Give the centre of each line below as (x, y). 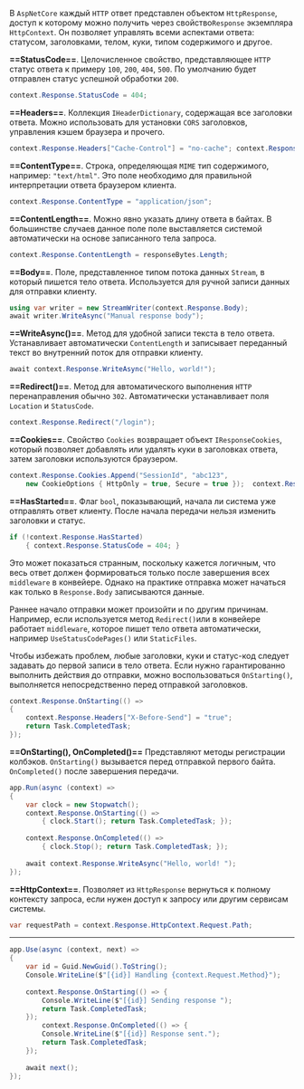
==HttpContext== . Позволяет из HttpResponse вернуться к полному (140, 889)
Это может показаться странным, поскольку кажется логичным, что (142, 563)
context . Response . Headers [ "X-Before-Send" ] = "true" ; (129, 718)
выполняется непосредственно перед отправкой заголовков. (129, 684)
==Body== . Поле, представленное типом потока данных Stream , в (137, 272)
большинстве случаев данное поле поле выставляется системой (136, 228)
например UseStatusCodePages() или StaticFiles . (103, 638)
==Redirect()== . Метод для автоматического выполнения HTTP (131, 387)
